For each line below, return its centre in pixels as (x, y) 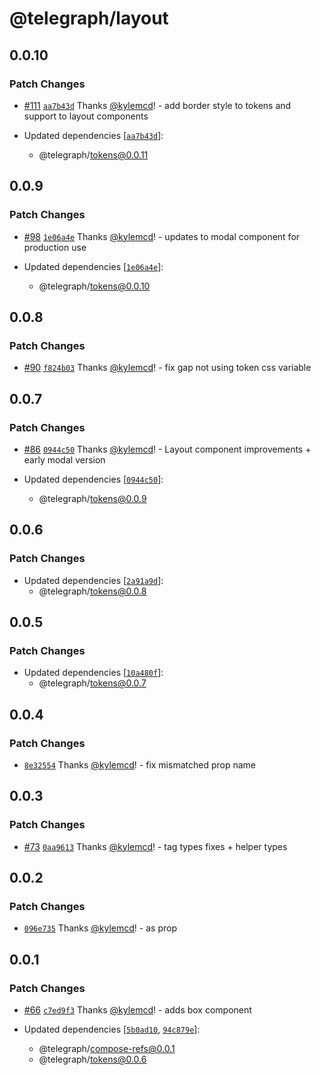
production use (55, 247)
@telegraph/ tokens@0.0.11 (93, 154)
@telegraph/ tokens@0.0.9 (92, 498)
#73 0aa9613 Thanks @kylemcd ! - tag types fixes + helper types (155, 846)
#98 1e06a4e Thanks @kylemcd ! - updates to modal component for (162, 236)
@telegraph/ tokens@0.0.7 (92, 683)
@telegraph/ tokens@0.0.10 (94, 286)
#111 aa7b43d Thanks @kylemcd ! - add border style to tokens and (157, 105)
